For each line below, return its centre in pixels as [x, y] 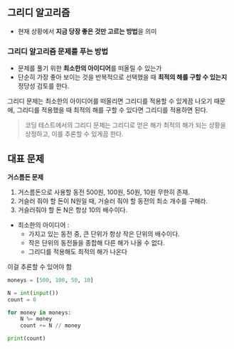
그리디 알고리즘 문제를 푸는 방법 [58, 51]
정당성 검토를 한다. [43, 86]
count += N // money [50, 326]
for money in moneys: [39, 312]
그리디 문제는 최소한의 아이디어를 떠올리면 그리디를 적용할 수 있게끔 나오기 [110, 101]
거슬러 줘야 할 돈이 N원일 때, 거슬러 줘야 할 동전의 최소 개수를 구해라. [113, 200]
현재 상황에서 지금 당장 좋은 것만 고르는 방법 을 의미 [87, 31]
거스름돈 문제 [26, 177]
